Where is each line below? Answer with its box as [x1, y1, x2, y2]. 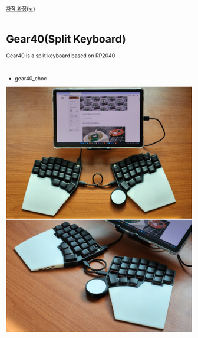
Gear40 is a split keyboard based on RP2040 [6, 52, 115, 59]
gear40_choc [14, 74, 47, 82]
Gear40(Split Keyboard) [6, 32, 126, 46]
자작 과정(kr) [6, 5, 35, 12]
